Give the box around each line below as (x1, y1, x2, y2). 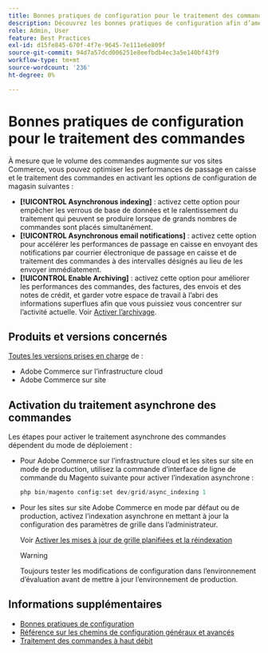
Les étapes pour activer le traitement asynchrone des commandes (8, 432, 227, 441)
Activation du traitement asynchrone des (8, 398, 217, 412)
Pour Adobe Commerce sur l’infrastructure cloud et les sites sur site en (19, 456, 254, 465)
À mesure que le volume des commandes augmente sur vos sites (8, 156, 223, 165)
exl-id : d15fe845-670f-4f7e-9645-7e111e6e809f (8, 42, 166, 49)
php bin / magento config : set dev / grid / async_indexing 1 (19, 489, 207, 497)
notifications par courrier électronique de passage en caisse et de (19, 247, 238, 257)
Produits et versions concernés (8, 330, 167, 343)
